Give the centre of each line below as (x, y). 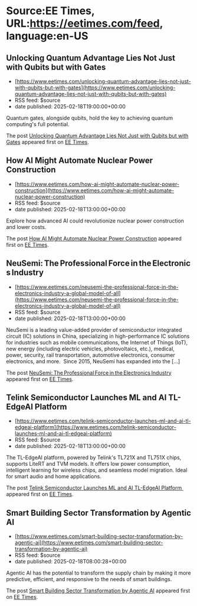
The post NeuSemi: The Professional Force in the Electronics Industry (89, 373)
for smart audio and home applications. (54, 476)
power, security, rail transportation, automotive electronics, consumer (91, 355)
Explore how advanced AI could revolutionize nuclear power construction (95, 221)
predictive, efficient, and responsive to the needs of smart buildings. (89, 579)
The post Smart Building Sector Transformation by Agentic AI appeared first (98, 591)
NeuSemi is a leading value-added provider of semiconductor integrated (94, 330)
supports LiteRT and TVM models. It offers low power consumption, (88, 464)
